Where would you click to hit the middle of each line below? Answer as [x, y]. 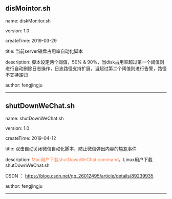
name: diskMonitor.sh [28, 20]
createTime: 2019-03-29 [31, 40]
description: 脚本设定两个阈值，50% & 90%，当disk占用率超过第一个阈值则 [85, 62]
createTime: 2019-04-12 [31, 138]
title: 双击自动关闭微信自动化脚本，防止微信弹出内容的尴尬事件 [71, 148]
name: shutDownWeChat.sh [35, 118]
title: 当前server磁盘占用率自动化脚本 [44, 51]
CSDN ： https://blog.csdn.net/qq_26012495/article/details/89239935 [79, 175]
